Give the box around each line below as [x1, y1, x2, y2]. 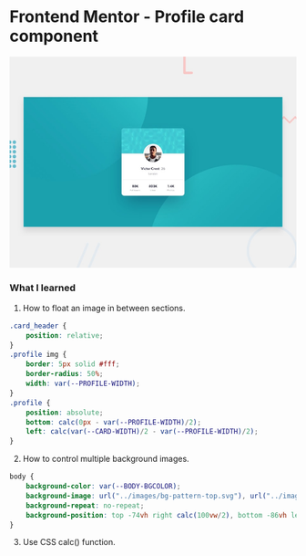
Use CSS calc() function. [22, 537, 116, 548]
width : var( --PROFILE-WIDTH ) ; [25, 379, 141, 389]
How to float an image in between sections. [22, 302, 186, 313]
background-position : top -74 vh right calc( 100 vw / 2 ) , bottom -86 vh [25, 510, 288, 519]
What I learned [9, 281, 76, 294]
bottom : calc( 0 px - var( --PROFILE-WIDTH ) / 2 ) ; [25, 417, 202, 426]
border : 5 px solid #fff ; [25, 360, 120, 369]
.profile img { [9, 350, 67, 360]
